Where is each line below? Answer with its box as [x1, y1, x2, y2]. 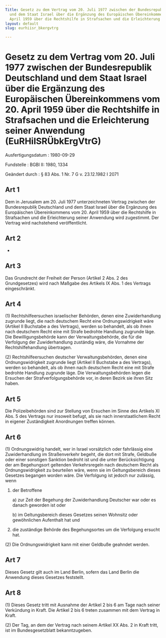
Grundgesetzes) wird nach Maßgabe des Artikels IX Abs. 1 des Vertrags [5, 280, 151, 286]
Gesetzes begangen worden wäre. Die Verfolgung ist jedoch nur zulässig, [5, 472, 155, 478]
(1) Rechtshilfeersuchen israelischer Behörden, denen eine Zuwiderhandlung [5, 313, 161, 319]
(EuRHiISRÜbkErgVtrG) [5, 136, 101, 147]
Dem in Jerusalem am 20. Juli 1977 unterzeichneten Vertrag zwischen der [5, 199, 156, 205]
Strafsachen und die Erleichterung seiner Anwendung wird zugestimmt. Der [5, 214, 159, 221]
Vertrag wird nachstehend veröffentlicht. [5, 220, 88, 226]
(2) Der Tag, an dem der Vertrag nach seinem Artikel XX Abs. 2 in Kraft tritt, [5, 622, 159, 628]
